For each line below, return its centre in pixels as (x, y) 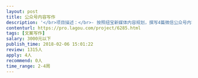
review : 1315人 (24, 50)
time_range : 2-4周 (28, 66)
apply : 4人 (19, 55)
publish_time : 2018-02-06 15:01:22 (50, 45)
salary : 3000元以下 (29, 39)
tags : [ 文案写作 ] (26, 33)
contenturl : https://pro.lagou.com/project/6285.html (74, 28)
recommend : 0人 (24, 60)
